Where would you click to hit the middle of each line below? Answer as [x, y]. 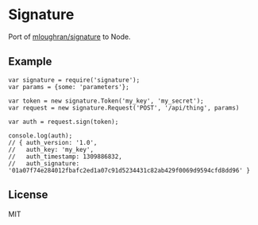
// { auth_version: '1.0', [53, 142]
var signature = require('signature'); [74, 80]
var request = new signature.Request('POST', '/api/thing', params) [124, 108]
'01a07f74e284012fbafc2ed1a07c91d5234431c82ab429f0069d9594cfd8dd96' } [129, 170]
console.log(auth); [40, 136]
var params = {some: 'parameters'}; [69, 87]
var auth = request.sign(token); [64, 122]
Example [30, 62]
